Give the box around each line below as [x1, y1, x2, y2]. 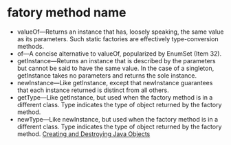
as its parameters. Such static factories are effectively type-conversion [16, 34, 219, 43]
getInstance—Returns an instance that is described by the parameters [16, 56, 216, 65]
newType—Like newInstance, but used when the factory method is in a [16, 115, 219, 123]
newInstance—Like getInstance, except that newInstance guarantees [16, 78, 213, 87]
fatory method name [7, 5, 126, 21]
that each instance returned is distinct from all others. [16, 86, 170, 94]
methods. [16, 42, 45, 50]
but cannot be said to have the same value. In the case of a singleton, [16, 64, 214, 72]
